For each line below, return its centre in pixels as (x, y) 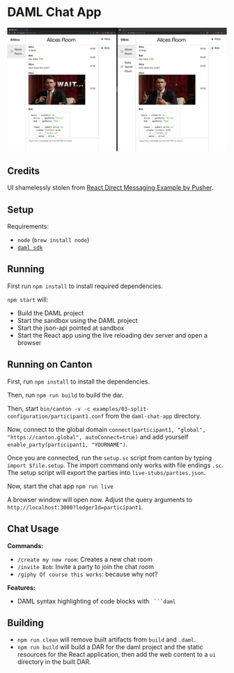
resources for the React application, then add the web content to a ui (116, 655)
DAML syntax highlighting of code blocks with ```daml (96, 601)
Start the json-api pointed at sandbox (71, 328)
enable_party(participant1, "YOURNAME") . (68, 444)
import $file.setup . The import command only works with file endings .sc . (116, 465)
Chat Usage (33, 529)
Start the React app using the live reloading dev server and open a (112, 335)
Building (25, 622)
